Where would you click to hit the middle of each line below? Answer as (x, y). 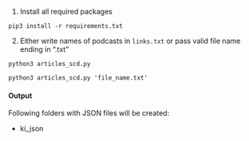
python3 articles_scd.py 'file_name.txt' (78, 78)
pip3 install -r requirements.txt (66, 26)
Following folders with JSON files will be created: (89, 113)
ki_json (32, 129)
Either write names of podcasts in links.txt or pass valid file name (130, 41)
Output (20, 96)
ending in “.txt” (44, 49)
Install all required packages (66, 12)
